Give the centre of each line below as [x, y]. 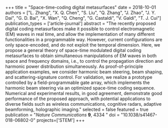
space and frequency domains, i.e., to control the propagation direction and [84, 61]
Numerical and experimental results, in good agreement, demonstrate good [84, 93]
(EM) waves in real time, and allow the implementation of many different [80, 34]
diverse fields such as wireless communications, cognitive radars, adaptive [83, 104]
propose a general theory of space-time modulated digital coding [73, 50]
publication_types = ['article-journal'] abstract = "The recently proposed [80, 23]
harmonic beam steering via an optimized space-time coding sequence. [80, 88]
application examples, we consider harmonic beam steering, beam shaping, [84, 72]
